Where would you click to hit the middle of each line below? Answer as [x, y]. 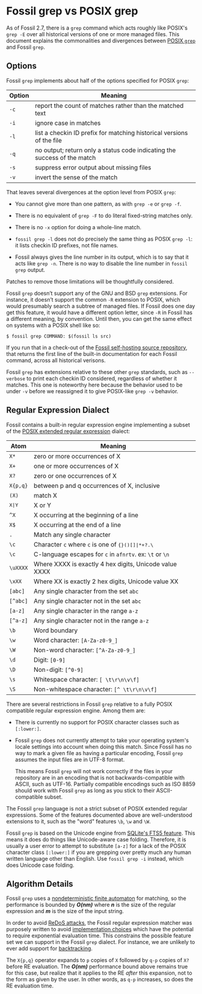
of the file [48, 140]
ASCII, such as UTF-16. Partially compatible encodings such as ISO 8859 [105, 784]
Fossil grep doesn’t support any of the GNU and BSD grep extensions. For [97, 293]
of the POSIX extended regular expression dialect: [68, 431]
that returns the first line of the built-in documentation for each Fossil [92, 353]
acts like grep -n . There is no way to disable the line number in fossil [101, 263]
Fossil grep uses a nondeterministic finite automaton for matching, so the [96, 898]
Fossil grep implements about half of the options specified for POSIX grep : [98, 80]
